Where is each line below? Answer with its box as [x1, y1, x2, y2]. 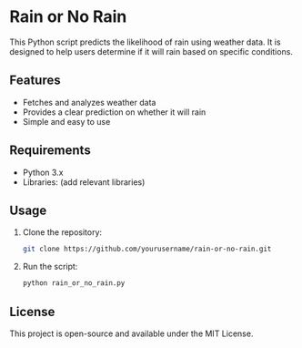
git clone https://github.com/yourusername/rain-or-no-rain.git [22, 244, 272, 254]
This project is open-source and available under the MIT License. [9, 328, 254, 339]
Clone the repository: [22, 227, 103, 238]
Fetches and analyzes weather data [22, 97, 156, 107]
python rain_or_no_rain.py [22, 279, 126, 288]
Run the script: [22, 261, 78, 272]
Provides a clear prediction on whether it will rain [22, 107, 206, 118]
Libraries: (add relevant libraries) [22, 176, 146, 188]
